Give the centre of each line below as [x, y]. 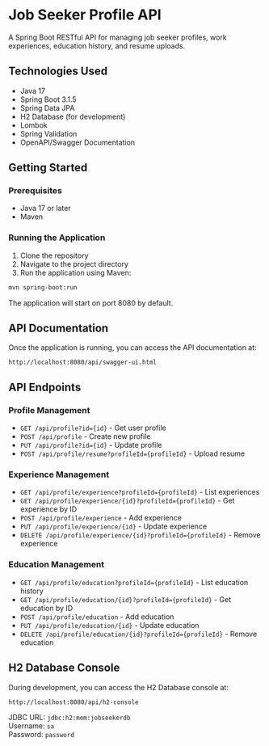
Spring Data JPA [47, 107]
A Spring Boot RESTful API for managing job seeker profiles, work [118, 37]
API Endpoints [45, 387]
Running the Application [57, 238]
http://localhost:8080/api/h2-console [74, 702]
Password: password [42, 734]
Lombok [34, 125]
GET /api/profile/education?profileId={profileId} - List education [134, 582]
